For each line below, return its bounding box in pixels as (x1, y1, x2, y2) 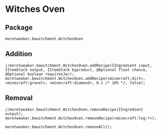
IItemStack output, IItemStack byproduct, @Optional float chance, (5, 67, 148, 72)
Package (5, 23, 33, 32)
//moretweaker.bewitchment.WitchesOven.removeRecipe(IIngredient (5, 107, 143, 112)
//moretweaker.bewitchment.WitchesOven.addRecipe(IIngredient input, (5, 63, 153, 68)
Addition (5, 50, 32, 58)
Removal (5, 94, 33, 102)
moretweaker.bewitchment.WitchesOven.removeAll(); (5, 124, 112, 130)
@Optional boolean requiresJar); (5, 71, 75, 76)
